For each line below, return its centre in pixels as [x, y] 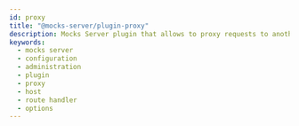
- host [29, 91]
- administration [49, 67]
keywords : [28, 42]
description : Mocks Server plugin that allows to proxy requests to [139, 34]
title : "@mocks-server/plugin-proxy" [79, 26]
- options [35, 108]
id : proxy [28, 17]
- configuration [47, 59]
